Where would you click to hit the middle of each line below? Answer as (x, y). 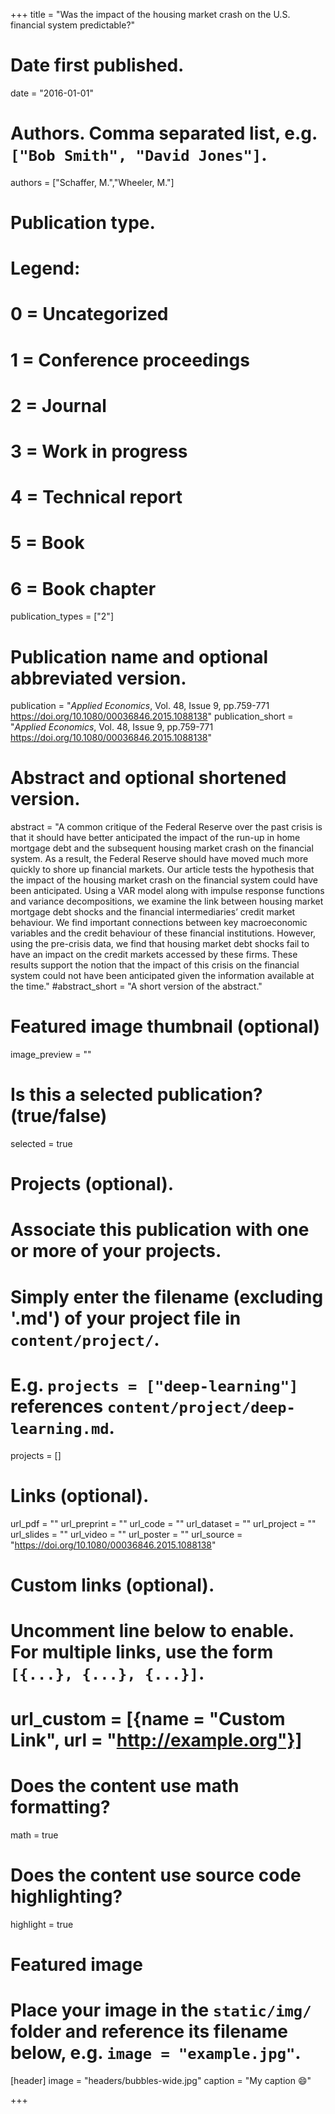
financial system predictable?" (73, 25)
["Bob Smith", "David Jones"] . (139, 155)
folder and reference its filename (149, 2031)
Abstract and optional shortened (148, 778)
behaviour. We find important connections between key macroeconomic (159, 923)
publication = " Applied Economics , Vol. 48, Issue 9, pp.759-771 (140, 706)
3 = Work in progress (99, 451)
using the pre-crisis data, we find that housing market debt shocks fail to (160, 944)
